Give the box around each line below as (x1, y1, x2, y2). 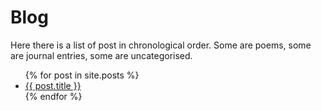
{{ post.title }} (24, 79, 82, 91)
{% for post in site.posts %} (24, 69, 140, 81)
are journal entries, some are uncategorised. (10, 49, 193, 61)
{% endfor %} (24, 90, 83, 102)
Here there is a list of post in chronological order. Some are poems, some (10, 39, 312, 51)
